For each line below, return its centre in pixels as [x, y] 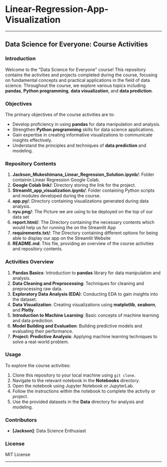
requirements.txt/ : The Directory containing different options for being [85, 233]
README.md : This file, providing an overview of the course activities [83, 244]
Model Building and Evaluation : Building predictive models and [77, 326]
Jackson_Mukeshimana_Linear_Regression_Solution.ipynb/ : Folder [83, 175]
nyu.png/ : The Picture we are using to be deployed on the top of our [83, 212]
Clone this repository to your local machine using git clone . [74, 375]
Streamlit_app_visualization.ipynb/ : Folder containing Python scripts [83, 190]
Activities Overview [29, 262]
